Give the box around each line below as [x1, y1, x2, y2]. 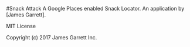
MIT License [6, 23, 36, 29]
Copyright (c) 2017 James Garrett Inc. [6, 34, 97, 41]
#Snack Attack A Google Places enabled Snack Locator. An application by [6, 5, 185, 12]
